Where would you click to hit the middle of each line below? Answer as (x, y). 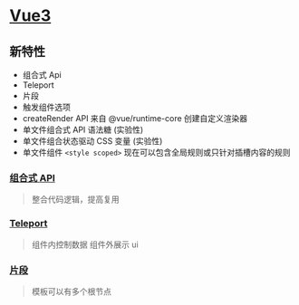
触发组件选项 (46, 107)
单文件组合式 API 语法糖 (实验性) (83, 129)
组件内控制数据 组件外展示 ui (85, 244)
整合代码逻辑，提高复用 (75, 199)
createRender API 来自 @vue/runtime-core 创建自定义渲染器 (135, 118)
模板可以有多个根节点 (71, 291)
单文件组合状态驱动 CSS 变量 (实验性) (92, 141)
